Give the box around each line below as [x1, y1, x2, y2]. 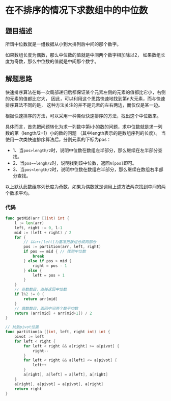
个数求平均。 [5, 190, 32, 196]
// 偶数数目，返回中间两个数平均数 [14, 306, 78, 311]
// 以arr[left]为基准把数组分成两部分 [23, 239, 97, 245]
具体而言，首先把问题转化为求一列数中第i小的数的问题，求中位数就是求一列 [5, 123, 163, 130]
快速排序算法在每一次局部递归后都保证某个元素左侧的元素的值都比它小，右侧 [5, 89, 166, 95]
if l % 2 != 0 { [14, 292, 44, 297]
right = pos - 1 [32, 263, 67, 268]
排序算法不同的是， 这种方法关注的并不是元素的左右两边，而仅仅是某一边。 [5, 102, 163, 108]
